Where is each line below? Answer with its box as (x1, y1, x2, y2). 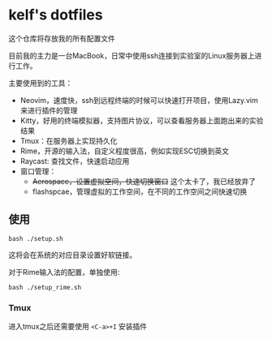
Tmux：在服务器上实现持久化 (19, 135, 118, 145)
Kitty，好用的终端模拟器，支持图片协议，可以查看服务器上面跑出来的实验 (19, 115, 264, 125)
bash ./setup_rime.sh (8, 283, 82, 291)
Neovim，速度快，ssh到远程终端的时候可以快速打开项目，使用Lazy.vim (19, 95, 258, 105)
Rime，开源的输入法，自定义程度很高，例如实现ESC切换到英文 (19, 146, 230, 156)
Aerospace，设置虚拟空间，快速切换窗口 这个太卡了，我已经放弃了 (32, 176, 256, 186)
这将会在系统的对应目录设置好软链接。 (8, 250, 136, 260)
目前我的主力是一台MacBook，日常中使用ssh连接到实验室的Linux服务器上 (8, 50, 255, 60)
